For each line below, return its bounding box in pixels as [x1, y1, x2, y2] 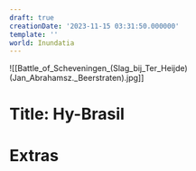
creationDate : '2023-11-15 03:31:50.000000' [9, 22, 180, 31]
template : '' [9, 30, 59, 39]
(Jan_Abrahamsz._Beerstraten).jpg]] [9, 73, 145, 84]
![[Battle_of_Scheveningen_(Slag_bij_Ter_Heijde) [9, 63, 188, 74]
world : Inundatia [9, 38, 75, 48]
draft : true [9, 13, 54, 22]
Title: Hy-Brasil [9, 104, 125, 124]
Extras [9, 145, 59, 166]
